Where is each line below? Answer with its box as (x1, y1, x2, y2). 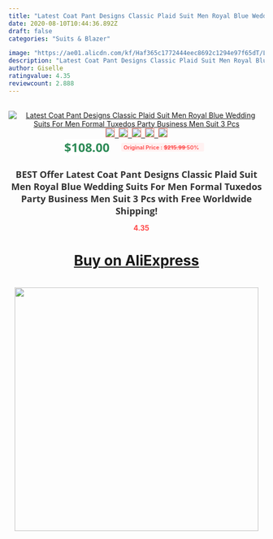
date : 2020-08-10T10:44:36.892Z (8, 19, 118, 28)
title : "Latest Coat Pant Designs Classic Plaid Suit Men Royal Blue (8, 11, 249, 20)
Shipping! (115, 204, 158, 218)
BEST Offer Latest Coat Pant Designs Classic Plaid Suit (15, 167, 258, 181)
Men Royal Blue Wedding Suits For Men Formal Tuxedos (11, 179, 262, 193)
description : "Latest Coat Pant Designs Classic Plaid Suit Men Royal (8, 57, 253, 65)
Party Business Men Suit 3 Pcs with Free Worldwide (20, 192, 253, 205)
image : (8, 50, 31, 58)
